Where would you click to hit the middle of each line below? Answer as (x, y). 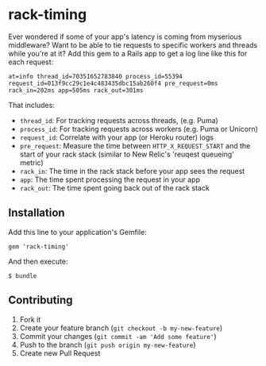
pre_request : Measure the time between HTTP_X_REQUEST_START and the (135, 145)
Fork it (30, 319)
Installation (37, 213)
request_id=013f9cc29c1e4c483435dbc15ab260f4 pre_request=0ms (113, 83)
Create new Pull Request (60, 353)
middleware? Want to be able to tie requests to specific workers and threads (133, 44)
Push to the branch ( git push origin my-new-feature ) (108, 345)
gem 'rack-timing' (39, 247)
